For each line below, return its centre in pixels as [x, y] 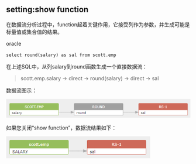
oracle [14, 43]
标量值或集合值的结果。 [34, 32]
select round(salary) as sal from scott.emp [61, 55]
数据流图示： [21, 90]
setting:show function [47, 10]
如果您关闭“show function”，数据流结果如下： [61, 128]
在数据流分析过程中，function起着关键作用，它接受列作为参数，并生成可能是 [98, 24]
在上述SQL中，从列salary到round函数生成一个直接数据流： [77, 66]
